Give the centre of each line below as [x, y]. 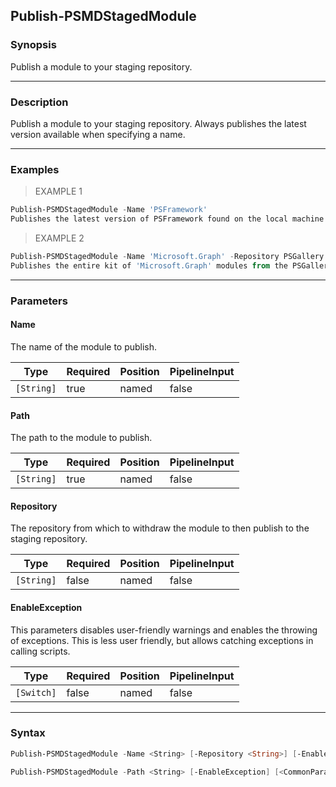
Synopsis [33, 45]
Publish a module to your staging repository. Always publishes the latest [158, 123]
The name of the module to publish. [84, 346]
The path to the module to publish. [81, 438]
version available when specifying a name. [98, 134]
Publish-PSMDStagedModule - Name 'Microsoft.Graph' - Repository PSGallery [167, 257]
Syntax [28, 733]
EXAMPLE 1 [58, 191]
